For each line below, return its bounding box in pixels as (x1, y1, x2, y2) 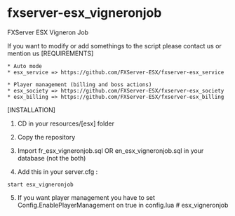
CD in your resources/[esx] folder (17, 119, 114, 128)
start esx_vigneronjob (7, 181, 74, 188)
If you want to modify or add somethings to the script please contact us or (7, 41, 222, 50)
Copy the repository (17, 133, 76, 141)
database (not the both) (17, 154, 86, 162)
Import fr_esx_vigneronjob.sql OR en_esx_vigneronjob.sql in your (17, 146, 204, 155)
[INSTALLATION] (7, 105, 56, 114)
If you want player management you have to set (17, 193, 156, 201)
